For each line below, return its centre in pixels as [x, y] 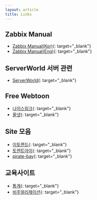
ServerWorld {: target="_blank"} [44, 80]
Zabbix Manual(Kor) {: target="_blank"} [52, 46]
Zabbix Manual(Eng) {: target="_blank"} [52, 51]
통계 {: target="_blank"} [36, 186]
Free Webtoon [27, 96]
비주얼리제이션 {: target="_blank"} [46, 192]
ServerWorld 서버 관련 [39, 68]
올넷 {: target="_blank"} [36, 115]
